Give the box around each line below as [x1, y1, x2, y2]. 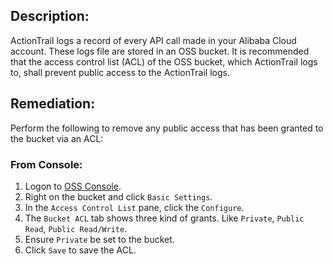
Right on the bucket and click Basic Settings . [24, 190, 213, 203]
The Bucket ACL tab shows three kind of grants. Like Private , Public [24, 212, 305, 224]
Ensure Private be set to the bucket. [24, 233, 175, 245]
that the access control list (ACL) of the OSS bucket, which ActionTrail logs [10, 55, 318, 68]
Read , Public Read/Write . [24, 222, 128, 234]
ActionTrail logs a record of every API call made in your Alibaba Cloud [10, 34, 297, 46]
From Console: [10, 157, 83, 171]
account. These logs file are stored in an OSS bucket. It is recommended [10, 45, 310, 57]
